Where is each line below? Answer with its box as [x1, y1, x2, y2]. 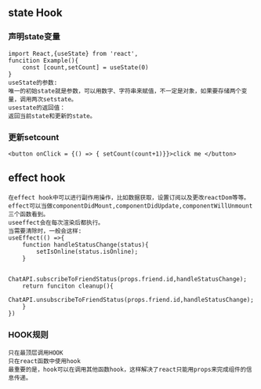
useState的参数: [8, 79, 58, 86]
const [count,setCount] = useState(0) [22, 63, 149, 72]
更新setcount [8, 131, 60, 142]
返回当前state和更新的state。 [8, 112, 96, 120]
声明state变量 [8, 31, 60, 42]
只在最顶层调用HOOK [8, 349, 63, 357]
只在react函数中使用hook [8, 358, 81, 365]
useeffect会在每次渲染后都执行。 [8, 218, 104, 226]
